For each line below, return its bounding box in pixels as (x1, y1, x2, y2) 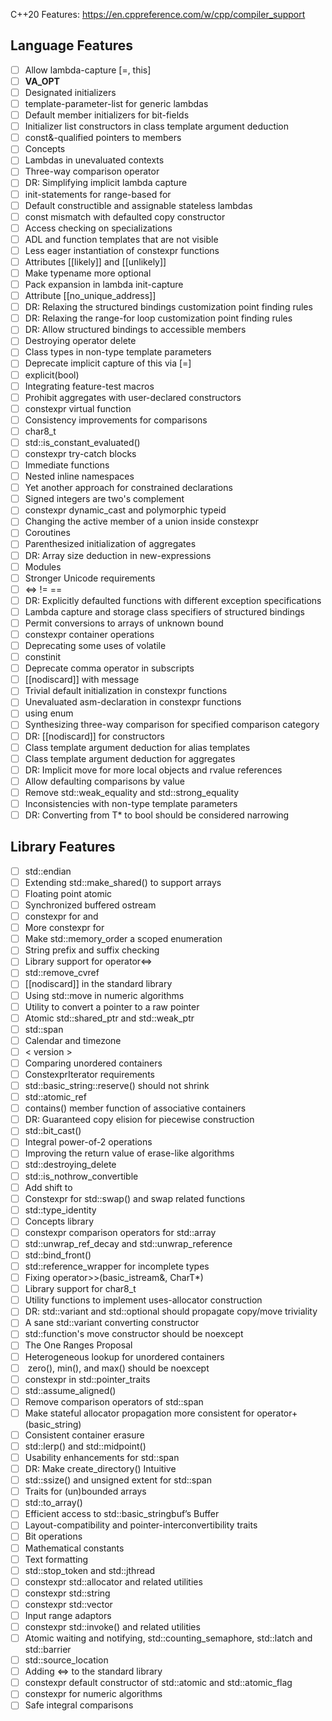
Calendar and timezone (24, 1034, 122, 1046)
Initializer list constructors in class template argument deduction (24, 120, 290, 133)
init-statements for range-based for (24, 188, 172, 200)
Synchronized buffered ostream (24, 899, 157, 911)
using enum (24, 707, 74, 719)
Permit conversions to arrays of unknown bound (24, 617, 224, 629)
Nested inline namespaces (24, 470, 135, 483)
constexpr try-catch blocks (24, 447, 137, 459)
